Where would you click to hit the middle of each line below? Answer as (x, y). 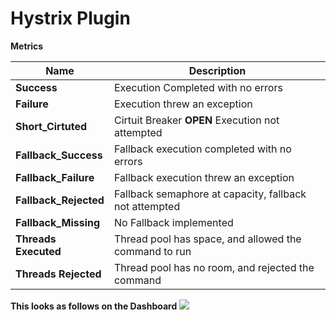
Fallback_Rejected (60, 200)
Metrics (27, 46)
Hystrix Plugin (70, 18)
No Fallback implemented (173, 222)
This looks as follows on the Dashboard (94, 306)
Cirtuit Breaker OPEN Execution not (196, 120)
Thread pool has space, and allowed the (207, 239)
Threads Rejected (58, 274)
